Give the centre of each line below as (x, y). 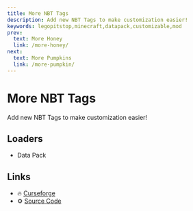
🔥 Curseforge (36, 193)
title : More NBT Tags (38, 13)
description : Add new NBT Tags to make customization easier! (98, 20)
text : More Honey (38, 39)
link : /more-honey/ (41, 45)
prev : (15, 33)
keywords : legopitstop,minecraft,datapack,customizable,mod (95, 26)
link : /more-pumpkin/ (44, 64)
